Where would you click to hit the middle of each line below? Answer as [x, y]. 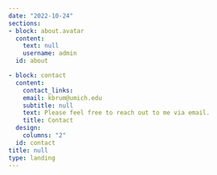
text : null [41, 46]
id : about [32, 61]
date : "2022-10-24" [41, 16]
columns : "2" [45, 135]
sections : [25, 23]
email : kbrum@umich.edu [63, 98]
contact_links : [48, 90]
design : [29, 128]
